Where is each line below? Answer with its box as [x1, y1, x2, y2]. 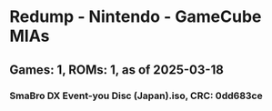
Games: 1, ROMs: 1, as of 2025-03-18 [9, 62, 225, 77]
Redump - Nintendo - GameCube [9, 6, 262, 27]
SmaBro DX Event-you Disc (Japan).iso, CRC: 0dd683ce [9, 89, 263, 102]
